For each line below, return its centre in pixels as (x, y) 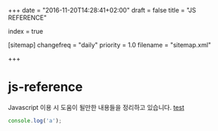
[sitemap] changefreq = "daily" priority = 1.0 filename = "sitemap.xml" (110, 45)
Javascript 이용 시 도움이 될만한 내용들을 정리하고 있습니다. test (96, 107)
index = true (26, 31)
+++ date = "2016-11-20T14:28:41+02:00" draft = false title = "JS (102, 10)
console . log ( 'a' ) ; (35, 120)
